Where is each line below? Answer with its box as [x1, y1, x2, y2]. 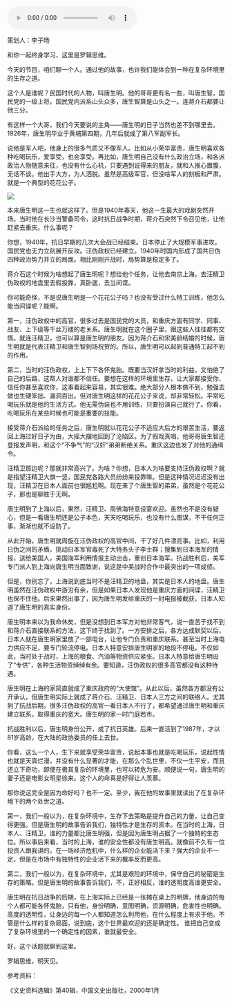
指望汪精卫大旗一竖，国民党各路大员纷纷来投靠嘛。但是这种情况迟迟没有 [12, 473, 219, 480]
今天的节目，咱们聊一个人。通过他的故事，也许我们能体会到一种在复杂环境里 [7, 66, 225, 73]
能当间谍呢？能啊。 [7, 302, 62, 310]
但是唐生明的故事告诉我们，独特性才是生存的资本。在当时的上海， [30, 821, 219, 828]
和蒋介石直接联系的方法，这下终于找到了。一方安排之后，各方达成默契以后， [7, 626, 225, 634]
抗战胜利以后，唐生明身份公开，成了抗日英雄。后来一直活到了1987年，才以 [7, 725, 220, 732]
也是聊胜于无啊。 [25, 490, 74, 498]
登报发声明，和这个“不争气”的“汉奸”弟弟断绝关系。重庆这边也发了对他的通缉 [7, 441, 224, 449]
